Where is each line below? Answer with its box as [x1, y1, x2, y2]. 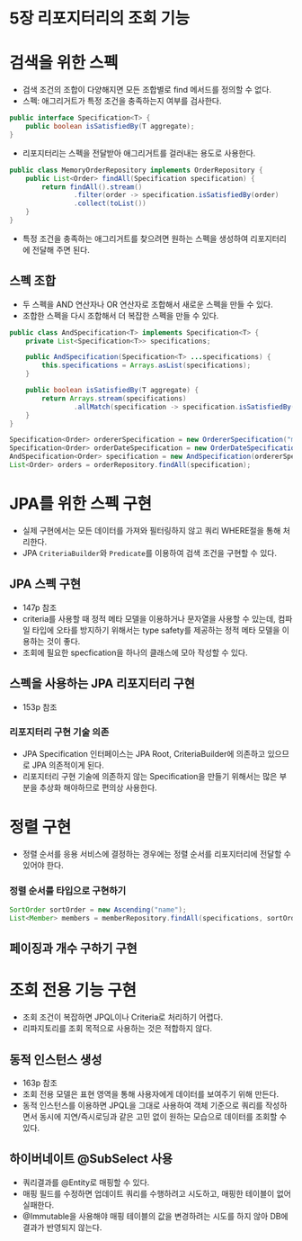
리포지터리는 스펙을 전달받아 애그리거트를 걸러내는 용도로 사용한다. [22, 148, 256, 158]
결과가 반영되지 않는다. [22, 1221, 102, 1233]
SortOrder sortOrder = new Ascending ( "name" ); [9, 905, 187, 914]
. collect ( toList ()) [73, 199, 147, 208]
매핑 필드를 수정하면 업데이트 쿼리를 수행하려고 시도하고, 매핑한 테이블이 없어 [22, 1188, 292, 1199]
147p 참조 [22, 602, 58, 613]
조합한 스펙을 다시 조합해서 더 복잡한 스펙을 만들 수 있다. [22, 310, 219, 320]
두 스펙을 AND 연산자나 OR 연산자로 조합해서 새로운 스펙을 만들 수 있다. [22, 299, 273, 310]
